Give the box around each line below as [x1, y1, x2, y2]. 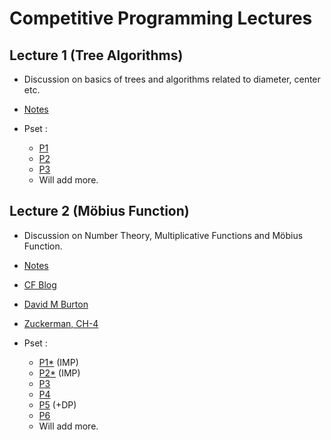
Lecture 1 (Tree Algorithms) [9, 47, 184, 64]
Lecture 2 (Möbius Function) [9, 203, 190, 220]
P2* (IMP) [38, 367, 81, 379]
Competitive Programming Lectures [9, 7, 313, 30]
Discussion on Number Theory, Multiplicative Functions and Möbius [23, 229, 304, 241]
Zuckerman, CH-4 [23, 317, 99, 329]
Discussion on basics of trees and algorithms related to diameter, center [23, 73, 321, 85]
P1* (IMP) [38, 356, 79, 368]
